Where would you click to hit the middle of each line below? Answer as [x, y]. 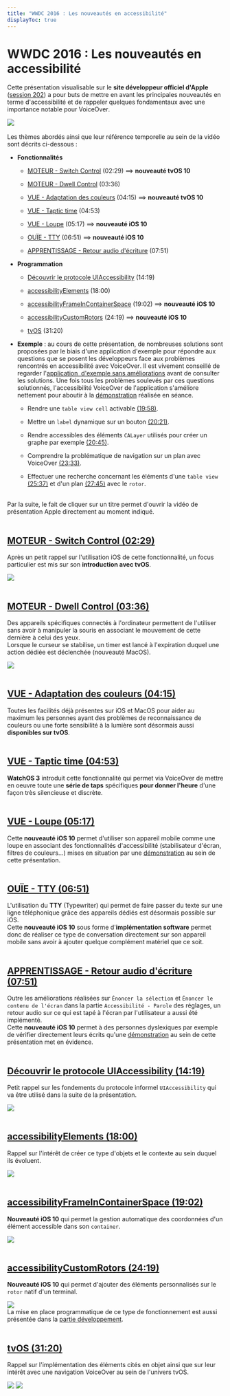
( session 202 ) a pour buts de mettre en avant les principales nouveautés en [114, 95]
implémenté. [25, 1020]
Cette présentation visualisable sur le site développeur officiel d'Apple [108, 87]
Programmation [40, 264]
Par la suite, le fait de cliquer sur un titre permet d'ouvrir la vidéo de [103, 504]
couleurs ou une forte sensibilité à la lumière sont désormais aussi [101, 725]
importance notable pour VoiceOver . [59, 109]
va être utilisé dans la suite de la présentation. [72, 1095]
